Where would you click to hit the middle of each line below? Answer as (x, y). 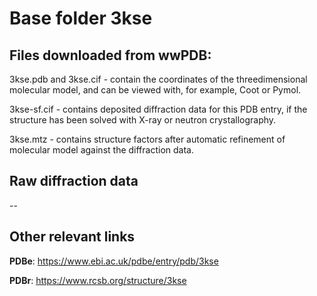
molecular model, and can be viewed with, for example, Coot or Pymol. (155, 90)
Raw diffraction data (74, 181)
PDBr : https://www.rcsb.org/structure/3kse (98, 280)
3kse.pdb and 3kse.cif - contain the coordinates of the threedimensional (158, 79)
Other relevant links (72, 237)
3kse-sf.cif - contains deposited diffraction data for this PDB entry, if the (158, 109)
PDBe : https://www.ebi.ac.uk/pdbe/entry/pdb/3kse (114, 261)
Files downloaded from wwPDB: (110, 55)
